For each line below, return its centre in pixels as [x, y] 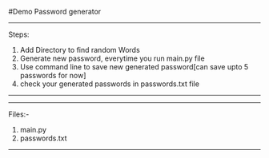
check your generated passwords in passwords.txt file [110, 84]
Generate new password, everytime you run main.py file [112, 58]
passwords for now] [53, 75]
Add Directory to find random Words [80, 50]
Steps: [19, 34]
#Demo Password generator [55, 12]
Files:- [19, 114]
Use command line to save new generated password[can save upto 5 [134, 67]
